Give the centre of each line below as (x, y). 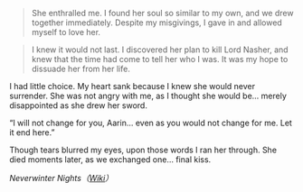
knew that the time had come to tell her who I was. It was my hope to (160, 59)
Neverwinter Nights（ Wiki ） (62, 178)
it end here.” (32, 133)
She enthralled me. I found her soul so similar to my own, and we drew (162, 13)
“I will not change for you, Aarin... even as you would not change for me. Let (151, 123)
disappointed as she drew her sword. (78, 105)
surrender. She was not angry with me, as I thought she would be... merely (148, 96)
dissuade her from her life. (81, 69)
